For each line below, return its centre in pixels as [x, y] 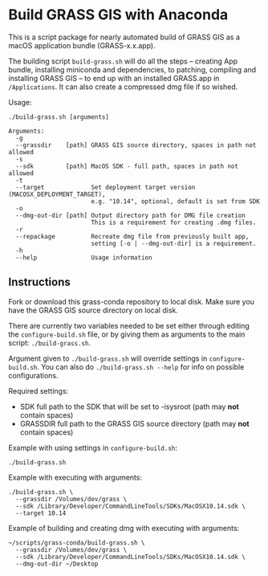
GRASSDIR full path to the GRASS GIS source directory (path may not [135, 423]
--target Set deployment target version [106, 187]
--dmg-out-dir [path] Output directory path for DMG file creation [131, 215]
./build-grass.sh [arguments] [59, 117]
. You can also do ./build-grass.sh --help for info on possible [141, 366]
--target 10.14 [41, 513]
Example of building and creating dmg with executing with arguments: [124, 528]
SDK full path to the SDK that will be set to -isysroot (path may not [129, 406]
